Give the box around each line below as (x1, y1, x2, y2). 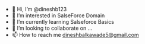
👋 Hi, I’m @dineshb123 (11, 6, 67, 12)
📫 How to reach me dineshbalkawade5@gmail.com (11, 32, 139, 38)
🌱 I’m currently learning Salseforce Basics (11, 18, 115, 25)
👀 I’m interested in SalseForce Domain (11, 12, 105, 19)
